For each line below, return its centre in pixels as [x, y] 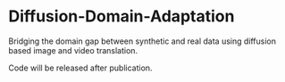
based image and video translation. [73, 50]
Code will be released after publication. [80, 68]
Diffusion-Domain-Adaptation [122, 16]
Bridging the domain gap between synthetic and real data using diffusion [142, 41]
